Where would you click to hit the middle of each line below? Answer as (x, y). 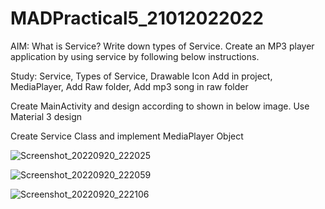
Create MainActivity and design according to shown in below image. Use (160, 106)
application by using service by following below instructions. (135, 56)
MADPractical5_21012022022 (137, 18)
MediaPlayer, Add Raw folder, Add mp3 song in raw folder (129, 86)
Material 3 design (46, 116)
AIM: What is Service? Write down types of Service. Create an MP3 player (162, 46)
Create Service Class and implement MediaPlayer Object (127, 136)
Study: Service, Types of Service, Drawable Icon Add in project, (141, 76)
